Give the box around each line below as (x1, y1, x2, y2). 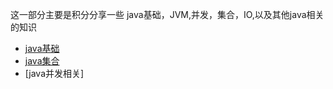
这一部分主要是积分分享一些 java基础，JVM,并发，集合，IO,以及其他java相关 (10, 9, 325, 20)
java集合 (24, 55, 60, 67)
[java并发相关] (24, 68, 85, 79)
